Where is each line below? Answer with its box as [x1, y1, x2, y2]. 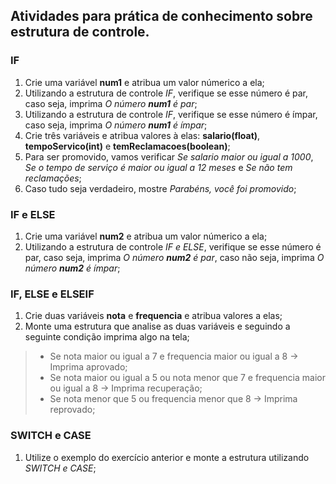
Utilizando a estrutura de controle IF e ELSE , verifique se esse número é [24, 240, 322, 253]
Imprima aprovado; [49, 361, 128, 373]
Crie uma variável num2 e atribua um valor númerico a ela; [24, 230, 268, 242]
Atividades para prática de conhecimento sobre [10, 8, 313, 25]
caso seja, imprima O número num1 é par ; [24, 97, 198, 109]
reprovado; [49, 404, 96, 416]
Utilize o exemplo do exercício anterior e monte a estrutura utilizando [24, 451, 310, 463]
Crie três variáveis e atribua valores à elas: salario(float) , [24, 129, 261, 141]
